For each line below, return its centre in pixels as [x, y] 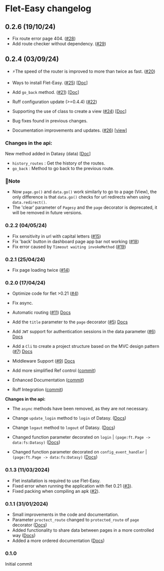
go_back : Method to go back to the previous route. [63, 169]
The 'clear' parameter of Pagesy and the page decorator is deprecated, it [85, 207]
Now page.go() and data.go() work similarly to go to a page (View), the [84, 192]
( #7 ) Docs [22, 351]
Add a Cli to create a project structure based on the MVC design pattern [86, 346]
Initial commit [19, 564]
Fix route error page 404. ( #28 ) [44, 38]
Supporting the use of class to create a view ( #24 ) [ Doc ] [69, 111]
